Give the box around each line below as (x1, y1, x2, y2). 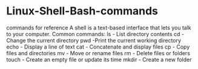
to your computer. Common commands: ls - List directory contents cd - (6, 30, 185, 37)
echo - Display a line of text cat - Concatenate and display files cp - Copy (6, 43, 190, 50)
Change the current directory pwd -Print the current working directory (6, 37, 182, 44)
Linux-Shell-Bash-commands (6, 4, 159, 18)
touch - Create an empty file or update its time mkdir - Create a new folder (6, 56, 192, 63)
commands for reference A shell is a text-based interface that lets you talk (6, 24, 192, 31)
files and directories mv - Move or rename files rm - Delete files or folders (6, 49, 191, 56)
